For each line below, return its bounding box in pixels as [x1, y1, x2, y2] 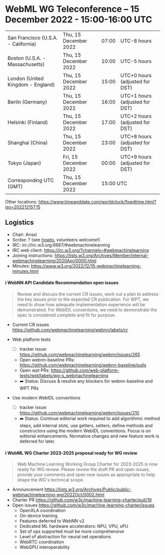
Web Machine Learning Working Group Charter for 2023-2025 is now [17, 461, 158, 467]
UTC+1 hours [120, 92, 152, 99]
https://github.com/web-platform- [51, 367, 119, 373]
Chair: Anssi [12, 231, 37, 238]
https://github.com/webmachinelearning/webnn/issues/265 [19, 352, 140, 357]
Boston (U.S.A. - [7, 54, 46, 61]
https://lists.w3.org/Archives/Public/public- [44, 486, 132, 492]
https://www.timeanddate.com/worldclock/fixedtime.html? [38, 198, 157, 204]
